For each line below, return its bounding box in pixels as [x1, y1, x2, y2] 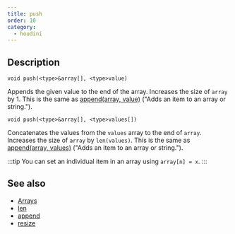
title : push [7, 10, 42, 18]
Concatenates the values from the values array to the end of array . [7, 129, 203, 137]
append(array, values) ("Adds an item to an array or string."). [7, 144, 183, 152]
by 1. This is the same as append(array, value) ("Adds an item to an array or [7, 95, 226, 103]
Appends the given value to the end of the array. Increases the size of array [7, 88, 228, 96]
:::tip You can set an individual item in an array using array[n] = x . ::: [7, 157, 207, 166]
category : [7, 23, 37, 30]
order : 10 [7, 17, 37, 24]
